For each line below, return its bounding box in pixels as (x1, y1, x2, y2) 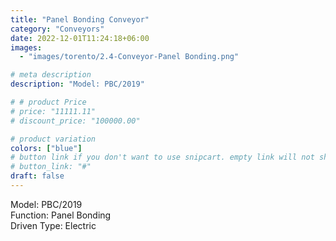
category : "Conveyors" (10, 24, 105, 34)
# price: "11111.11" (10, 106, 97, 116)
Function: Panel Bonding (10, 209, 112, 221)
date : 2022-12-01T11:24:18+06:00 (10, 33, 150, 43)
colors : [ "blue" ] (10, 143, 83, 153)
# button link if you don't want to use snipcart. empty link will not (10, 152, 315, 163)
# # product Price (10, 97, 87, 107)
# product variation (10, 134, 97, 144)
